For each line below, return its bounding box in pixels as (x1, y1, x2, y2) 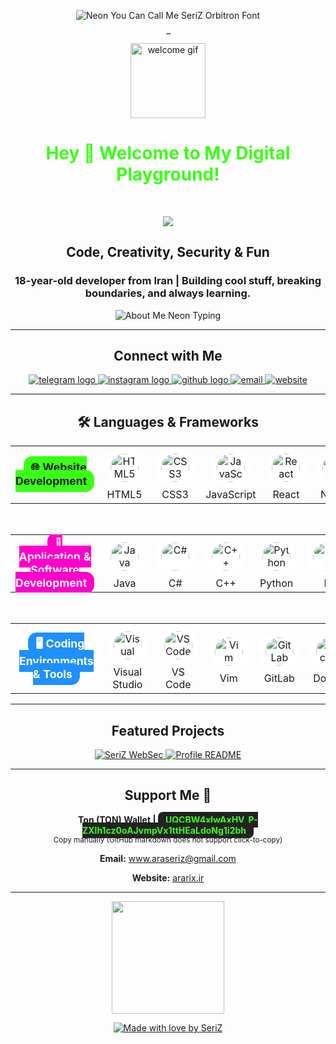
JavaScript (205, 488, 257, 502)
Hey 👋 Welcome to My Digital (45, 142, 291, 165)
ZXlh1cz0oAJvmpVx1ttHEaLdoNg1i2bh (81, 824, 247, 836)
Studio (112, 678, 143, 692)
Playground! (116, 163, 220, 186)
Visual (113, 665, 143, 679)
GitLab (263, 671, 295, 685)
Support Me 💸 (124, 787, 212, 804)
